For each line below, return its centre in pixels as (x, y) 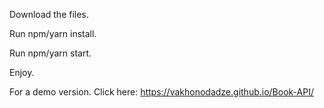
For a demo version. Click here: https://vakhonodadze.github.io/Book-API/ (161, 92)
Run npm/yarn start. (50, 53)
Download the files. (49, 14)
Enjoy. (22, 72)
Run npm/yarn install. (53, 33)
